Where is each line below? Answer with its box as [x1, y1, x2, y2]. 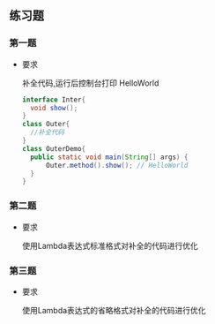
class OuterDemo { [21, 144, 86, 153]
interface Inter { [21, 95, 86, 104]
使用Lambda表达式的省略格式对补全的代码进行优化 [21, 305, 206, 315]
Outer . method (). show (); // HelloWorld [45, 161, 189, 170]
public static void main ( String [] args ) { [30, 153, 189, 162]
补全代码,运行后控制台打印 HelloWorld [21, 78, 159, 88]
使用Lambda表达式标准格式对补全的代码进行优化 [21, 240, 198, 251]
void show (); [30, 103, 78, 112]
